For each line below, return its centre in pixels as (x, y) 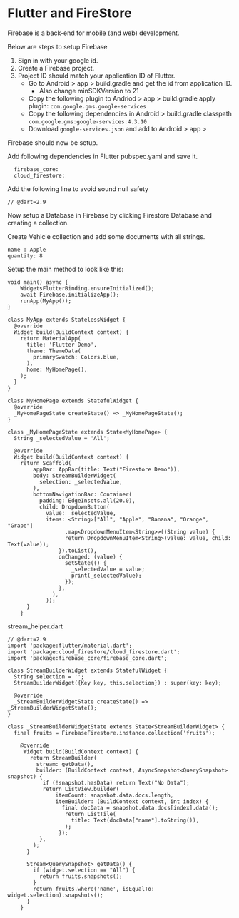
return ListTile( (90, 814)
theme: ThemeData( (54, 351)
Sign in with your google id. (58, 60)
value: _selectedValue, (81, 513)
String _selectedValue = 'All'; (62, 438)
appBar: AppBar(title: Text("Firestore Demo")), (107, 469)
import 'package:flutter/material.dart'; (70, 646)
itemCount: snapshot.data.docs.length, (115, 795)
